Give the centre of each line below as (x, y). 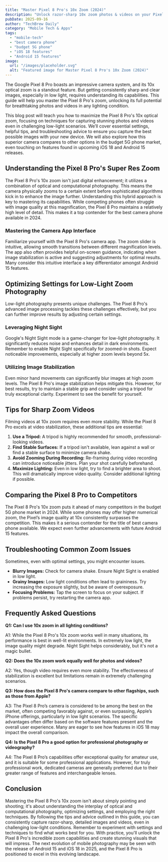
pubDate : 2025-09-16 (27, 19)
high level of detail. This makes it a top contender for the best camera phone (84, 212)
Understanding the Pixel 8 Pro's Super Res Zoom (82, 168)
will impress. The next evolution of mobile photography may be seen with (80, 843)
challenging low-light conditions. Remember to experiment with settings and (84, 827)
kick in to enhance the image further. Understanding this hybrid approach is (83, 196)
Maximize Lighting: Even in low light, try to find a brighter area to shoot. (87, 469)
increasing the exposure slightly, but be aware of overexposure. (78, 587)
